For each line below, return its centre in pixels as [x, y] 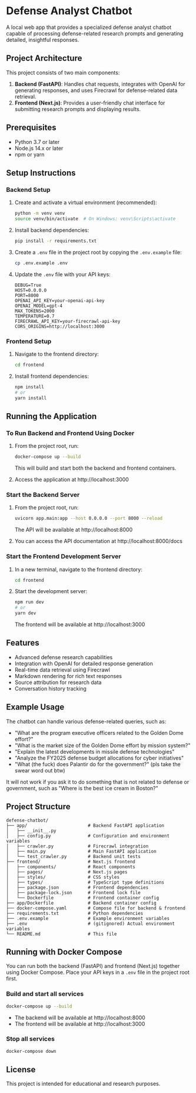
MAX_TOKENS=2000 [34, 311]
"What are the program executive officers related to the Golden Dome [99, 732]
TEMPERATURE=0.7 [34, 316]
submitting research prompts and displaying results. [78, 109]
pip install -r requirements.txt [56, 241]
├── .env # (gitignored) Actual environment [91, 924]
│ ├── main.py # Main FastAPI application [82, 851]
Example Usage [35, 707]
